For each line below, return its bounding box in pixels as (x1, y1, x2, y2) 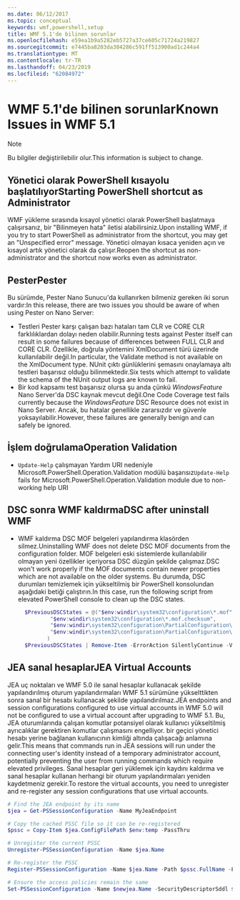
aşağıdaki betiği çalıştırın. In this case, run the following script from (17, 587, 213, 596)
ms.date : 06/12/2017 (7, 10, 69, 18)
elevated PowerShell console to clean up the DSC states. (17, 594, 186, 604)
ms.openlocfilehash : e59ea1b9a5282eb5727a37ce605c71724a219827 (7, 37, 200, 44)
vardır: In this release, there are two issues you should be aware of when (7, 301, 220, 309)
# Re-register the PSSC (7, 859, 79, 866)
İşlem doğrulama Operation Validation (7, 441, 177, 454)
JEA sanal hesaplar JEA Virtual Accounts (7, 661, 191, 674)
